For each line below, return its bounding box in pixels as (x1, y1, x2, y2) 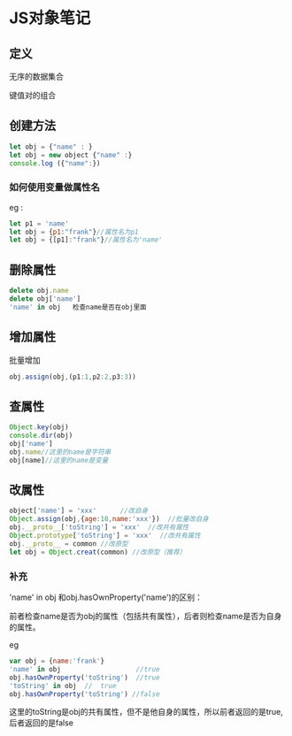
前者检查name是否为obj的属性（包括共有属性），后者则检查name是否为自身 (9, 611, 282, 622)
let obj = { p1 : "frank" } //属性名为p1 (9, 227, 139, 236)
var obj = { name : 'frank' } (9, 656, 104, 666)
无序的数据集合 (9, 72, 64, 81)
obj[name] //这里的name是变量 (9, 456, 109, 464)
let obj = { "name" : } (9, 142, 93, 151)
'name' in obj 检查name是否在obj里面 (9, 303, 147, 311)
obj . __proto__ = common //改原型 (9, 539, 128, 548)
